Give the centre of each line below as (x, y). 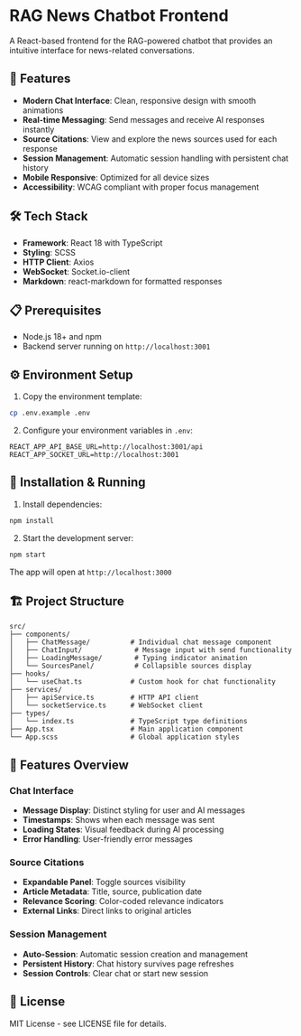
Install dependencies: (62, 504)
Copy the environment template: (82, 397)
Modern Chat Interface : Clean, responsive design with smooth (139, 100)
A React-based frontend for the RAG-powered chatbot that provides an (141, 41)
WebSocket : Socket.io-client (76, 271)
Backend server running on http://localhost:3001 (116, 346)
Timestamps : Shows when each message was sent (119, 820)
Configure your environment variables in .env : (108, 431)
